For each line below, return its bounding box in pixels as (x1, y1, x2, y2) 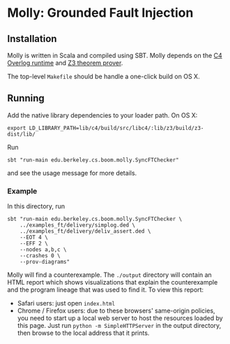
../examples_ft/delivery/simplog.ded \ (20, 222, 136, 229)
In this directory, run (7, 202, 66, 210)
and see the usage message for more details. (7, 169, 137, 177)
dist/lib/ (7, 131, 36, 138)
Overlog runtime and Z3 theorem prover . (7, 59, 123, 67)
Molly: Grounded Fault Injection (7, 5, 194, 21)
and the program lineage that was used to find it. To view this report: (7, 285, 204, 294)
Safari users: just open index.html (17, 299, 116, 308)
